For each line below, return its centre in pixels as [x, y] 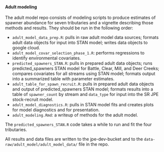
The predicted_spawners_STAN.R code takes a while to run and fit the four [79, 125]
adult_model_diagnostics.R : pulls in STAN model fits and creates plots [83, 105]
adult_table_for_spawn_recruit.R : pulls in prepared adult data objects [83, 84]
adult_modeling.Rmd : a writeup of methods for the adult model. [75, 115]
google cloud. [26, 48]
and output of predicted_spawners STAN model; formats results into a [82, 89]
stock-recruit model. [33, 99]
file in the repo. [94, 144]
